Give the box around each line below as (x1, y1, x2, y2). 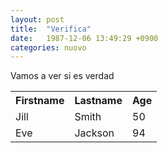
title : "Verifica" (10, 24, 92, 34)
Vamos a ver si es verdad (10, 70, 115, 82)
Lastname (74, 94, 123, 108)
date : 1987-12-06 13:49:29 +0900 (10, 33, 159, 43)
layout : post (10, 14, 65, 25)
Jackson (74, 126, 115, 140)
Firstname (15, 94, 65, 108)
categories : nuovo (10, 42, 87, 53)
